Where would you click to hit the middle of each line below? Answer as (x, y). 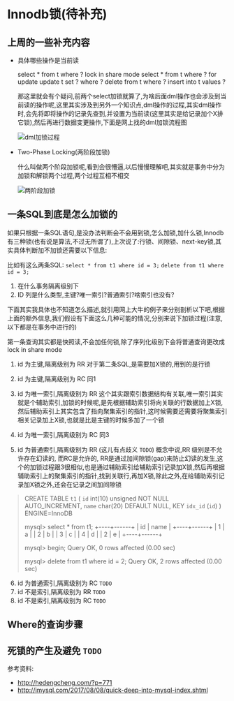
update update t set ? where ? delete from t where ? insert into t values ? (121, 82)
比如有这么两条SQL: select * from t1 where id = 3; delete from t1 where (116, 265)
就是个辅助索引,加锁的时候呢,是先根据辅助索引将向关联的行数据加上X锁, (120, 402)
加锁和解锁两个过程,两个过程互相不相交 (73, 176)
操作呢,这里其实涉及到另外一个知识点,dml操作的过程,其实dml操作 (129, 105)
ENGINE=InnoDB (49, 513)
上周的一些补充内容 (49, 42)
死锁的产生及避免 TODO (54, 650)
